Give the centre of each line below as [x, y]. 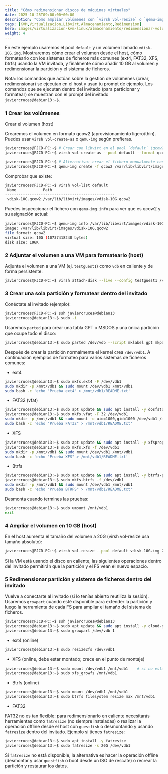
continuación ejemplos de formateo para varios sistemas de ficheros [76, 357]
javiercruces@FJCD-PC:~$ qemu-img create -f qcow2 [59, 166]
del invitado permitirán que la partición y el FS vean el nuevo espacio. [77, 566]
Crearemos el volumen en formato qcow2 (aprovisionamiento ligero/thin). [81, 134]
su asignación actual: [27, 214]
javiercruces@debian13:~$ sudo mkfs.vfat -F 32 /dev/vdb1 [67, 414]
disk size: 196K [22, 242]
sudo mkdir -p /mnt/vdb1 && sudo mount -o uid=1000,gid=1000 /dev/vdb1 [81, 419]
